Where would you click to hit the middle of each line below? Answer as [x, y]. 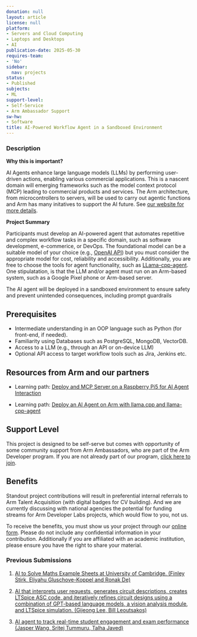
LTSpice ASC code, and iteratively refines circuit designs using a [93, 597]
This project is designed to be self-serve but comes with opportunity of [93, 443]
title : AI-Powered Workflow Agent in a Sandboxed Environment [84, 128]
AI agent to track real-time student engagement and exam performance [102, 622]
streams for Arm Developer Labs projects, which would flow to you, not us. [97, 515]
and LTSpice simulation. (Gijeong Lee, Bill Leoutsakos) [81, 610]
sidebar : [17, 67]
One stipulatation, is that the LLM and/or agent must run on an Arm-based [96, 271]
